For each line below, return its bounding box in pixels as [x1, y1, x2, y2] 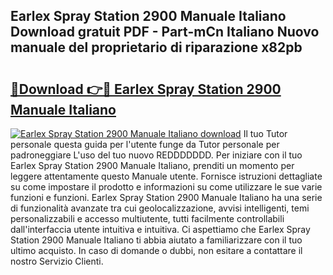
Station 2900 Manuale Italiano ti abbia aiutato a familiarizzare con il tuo [10, 234, 303, 246]
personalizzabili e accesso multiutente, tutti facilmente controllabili [10, 213, 285, 224]
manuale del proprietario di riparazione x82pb [10, 39, 303, 56]
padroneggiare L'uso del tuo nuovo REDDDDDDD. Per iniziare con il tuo [10, 149, 303, 161]
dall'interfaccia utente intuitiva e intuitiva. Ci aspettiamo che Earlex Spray [10, 224, 311, 235]
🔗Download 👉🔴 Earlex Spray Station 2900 [10, 80, 282, 98]
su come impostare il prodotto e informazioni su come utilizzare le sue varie [10, 181, 323, 193]
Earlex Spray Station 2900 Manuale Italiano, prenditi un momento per [10, 160, 295, 171]
